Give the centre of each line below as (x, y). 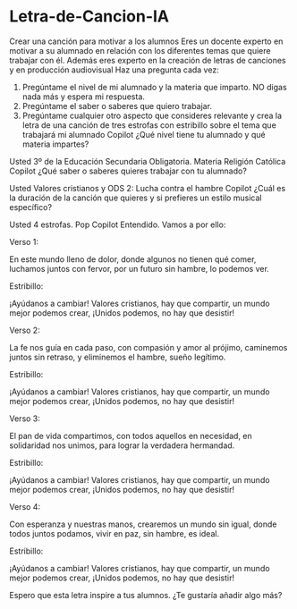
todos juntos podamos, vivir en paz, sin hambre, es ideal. (115, 533)
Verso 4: (25, 506)
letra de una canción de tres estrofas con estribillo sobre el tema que (149, 125)
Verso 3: (25, 419)
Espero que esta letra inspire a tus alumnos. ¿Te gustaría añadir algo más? (146, 595)
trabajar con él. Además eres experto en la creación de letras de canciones (148, 60)
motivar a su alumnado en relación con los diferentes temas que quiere (140, 50)
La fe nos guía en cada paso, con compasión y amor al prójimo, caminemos (148, 347)
